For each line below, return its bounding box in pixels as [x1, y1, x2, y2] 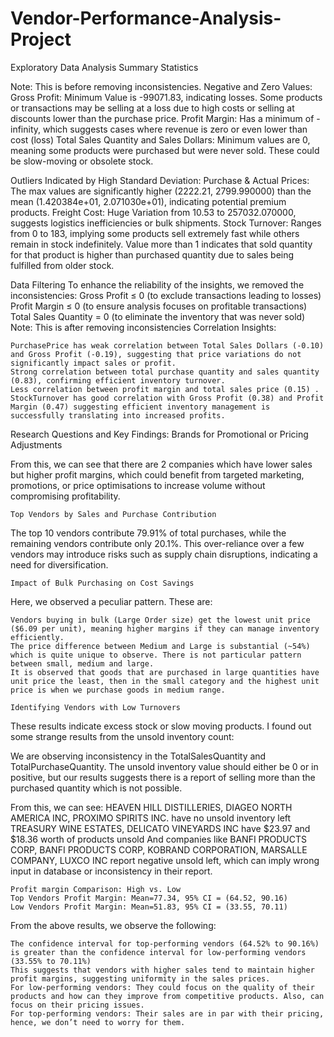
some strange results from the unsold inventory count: [10, 730, 235, 742]
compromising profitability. [10, 490, 121, 502]
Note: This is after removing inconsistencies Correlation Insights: [10, 321, 277, 333]
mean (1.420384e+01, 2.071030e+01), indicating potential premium [10, 195, 287, 207]
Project [10, 28, 72, 51]
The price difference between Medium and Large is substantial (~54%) [10, 641, 311, 651]
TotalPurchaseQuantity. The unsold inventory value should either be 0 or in [10, 760, 319, 772]
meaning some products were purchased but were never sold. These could [10, 144, 320, 156]
